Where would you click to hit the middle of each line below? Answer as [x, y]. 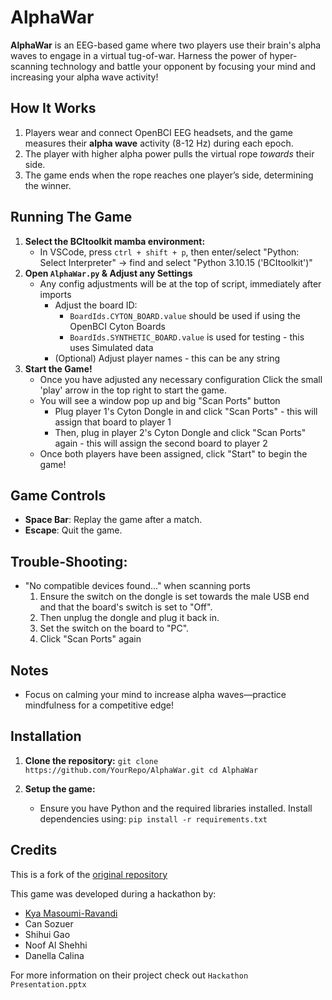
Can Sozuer [49, 923]
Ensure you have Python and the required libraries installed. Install [176, 808]
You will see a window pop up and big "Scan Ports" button [160, 400]
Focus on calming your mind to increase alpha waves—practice [155, 694]
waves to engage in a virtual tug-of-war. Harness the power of [139, 55]
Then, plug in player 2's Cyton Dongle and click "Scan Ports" [180, 432]
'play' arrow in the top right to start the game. [133, 390]
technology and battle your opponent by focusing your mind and [183, 66]
